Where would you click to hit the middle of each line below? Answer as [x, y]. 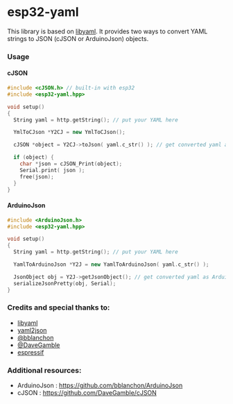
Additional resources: [44, 370]
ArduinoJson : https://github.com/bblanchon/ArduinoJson [100, 385]
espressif [31, 352]
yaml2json [32, 330]
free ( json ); [37, 177]
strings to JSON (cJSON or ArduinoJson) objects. [78, 38]
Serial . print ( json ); [52, 170]
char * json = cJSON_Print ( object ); [71, 164]
